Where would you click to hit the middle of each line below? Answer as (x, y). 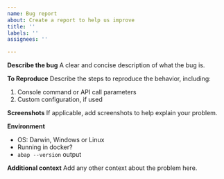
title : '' (21, 26)
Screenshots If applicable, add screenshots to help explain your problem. (112, 113)
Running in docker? (45, 147)
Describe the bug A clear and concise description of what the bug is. (106, 65)
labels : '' (23, 33)
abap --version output (49, 155)
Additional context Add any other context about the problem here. (102, 168)
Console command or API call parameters (77, 92)
